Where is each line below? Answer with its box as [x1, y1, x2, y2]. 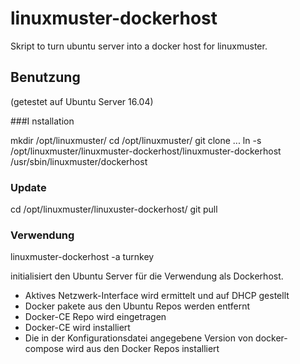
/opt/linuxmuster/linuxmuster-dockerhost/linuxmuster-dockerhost [10, 145, 282, 157]
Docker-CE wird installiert [24, 322, 131, 334]
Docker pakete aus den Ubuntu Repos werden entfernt [24, 300, 250, 312]
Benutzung [10, 69, 81, 86]
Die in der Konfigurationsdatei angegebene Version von [24, 332, 254, 344]
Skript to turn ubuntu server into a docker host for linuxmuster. [10, 40, 268, 52]
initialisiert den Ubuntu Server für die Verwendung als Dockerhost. [10, 270, 284, 282]
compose [24, 343, 64, 355]
